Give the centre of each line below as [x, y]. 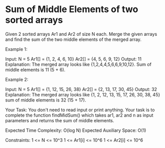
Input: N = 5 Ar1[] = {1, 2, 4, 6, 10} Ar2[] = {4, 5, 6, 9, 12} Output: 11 [73, 59]
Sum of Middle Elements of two [72, 9]
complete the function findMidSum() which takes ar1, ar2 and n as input [79, 115]
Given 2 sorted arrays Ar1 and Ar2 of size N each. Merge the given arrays [81, 34]
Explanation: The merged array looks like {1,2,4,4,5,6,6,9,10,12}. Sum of [78, 64]
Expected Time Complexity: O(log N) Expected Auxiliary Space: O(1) [76, 130]
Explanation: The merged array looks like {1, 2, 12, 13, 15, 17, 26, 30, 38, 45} [83, 94]
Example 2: [17, 79]
